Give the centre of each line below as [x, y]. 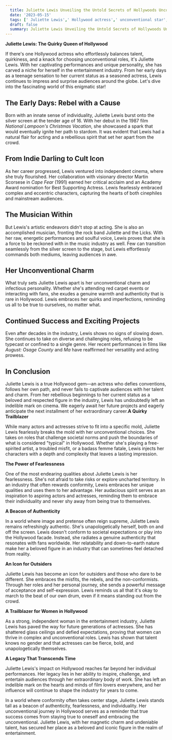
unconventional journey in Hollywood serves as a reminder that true [77, 711]
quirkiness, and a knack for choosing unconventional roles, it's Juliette [80, 59]
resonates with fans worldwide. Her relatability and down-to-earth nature [82, 543]
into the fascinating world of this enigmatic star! [56, 87]
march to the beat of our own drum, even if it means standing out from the [84, 596]
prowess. [15, 355]
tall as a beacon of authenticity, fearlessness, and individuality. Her [76, 706]
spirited [13, 448]
